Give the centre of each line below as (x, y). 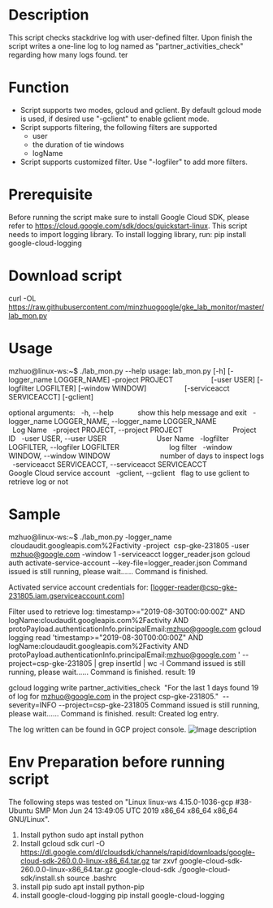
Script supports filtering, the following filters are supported (119, 127)
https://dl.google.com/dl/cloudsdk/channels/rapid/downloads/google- (138, 852)
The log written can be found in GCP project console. (97, 729)
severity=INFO (32, 705)
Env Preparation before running (117, 762)
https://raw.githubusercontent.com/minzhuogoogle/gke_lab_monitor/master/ (136, 307)
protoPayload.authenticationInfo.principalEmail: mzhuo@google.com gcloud (135, 629)
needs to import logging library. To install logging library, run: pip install (127, 234)
